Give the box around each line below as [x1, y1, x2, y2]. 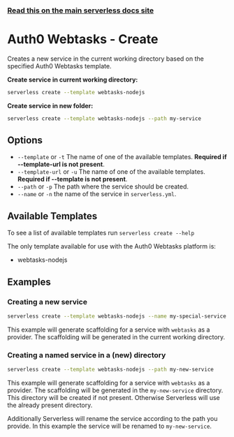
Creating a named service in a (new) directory [7, 350, 166, 360]
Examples [7, 276, 51, 288]
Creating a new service [7, 297, 87, 306]
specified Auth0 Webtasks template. [7, 61, 112, 70]
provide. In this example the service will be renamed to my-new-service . [7, 422, 212, 430]
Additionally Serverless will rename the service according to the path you [7, 414, 218, 422]
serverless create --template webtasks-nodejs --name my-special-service [7, 313, 227, 320]
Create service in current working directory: [7, 75, 138, 84]
